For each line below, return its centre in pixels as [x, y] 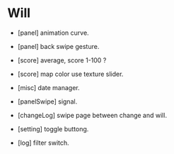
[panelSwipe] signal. [47, 101]
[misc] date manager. [48, 87]
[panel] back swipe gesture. [58, 46]
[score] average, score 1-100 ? [62, 60]
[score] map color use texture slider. [70, 74]
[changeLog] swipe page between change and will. [92, 115]
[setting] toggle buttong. [53, 128]
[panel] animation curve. [53, 33]
